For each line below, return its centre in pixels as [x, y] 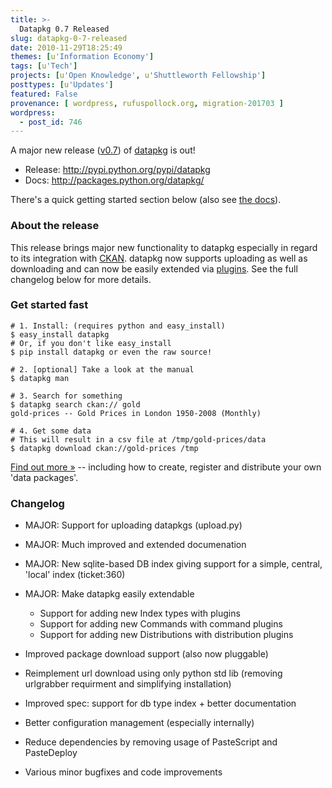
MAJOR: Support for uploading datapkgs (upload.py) [133, 525]
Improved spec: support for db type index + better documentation [160, 703]
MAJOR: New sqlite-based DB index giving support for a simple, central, [173, 564]
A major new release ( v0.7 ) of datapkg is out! [103, 150]
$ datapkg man [40, 378]
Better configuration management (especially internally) [139, 723]
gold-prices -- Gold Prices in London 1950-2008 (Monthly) [136, 413]
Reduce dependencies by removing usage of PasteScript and [151, 742]
